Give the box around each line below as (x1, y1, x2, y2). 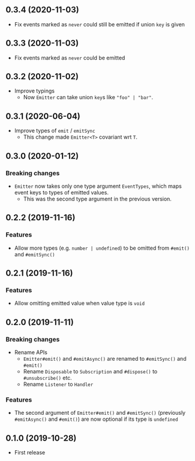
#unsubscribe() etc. (23, 375, 73, 381)
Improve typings (14, 87, 55, 95)
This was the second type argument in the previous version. (23, 195, 172, 202)
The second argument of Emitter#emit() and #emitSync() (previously (14, 409, 186, 417)
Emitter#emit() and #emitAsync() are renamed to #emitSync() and (23, 355, 187, 362)
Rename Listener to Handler (23, 381, 94, 388)
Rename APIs (14, 349, 48, 356)
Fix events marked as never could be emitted (14, 54, 125, 61)
